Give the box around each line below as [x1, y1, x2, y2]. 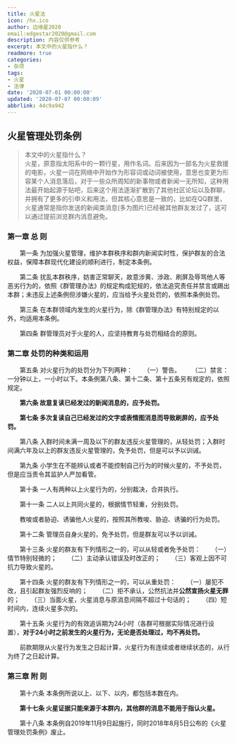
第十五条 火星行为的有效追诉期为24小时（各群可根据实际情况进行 [19, 619, 209, 628]
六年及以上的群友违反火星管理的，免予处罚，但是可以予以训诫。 [19, 446, 205, 455]
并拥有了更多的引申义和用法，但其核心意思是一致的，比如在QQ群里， [24, 194, 226, 203]
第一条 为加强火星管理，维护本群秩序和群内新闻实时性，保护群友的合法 [19, 249, 226, 257]
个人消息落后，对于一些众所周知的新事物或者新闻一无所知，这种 [37, 177, 223, 185]
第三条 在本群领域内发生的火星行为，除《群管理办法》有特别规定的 [19, 305, 213, 314]
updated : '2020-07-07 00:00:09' [7, 96, 102, 103]
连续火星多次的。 [31, 605, 82, 613]
